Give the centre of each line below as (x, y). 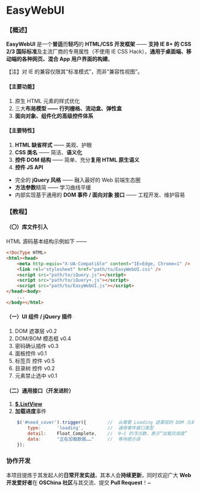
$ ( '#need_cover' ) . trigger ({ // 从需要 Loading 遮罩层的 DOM (101, 423)
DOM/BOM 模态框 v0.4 (43, 338)
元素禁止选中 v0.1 (36, 375)
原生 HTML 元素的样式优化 (47, 101)
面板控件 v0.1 (31, 353)
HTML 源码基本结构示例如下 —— (46, 241)
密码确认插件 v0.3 (37, 345)
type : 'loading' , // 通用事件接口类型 (90, 428)
